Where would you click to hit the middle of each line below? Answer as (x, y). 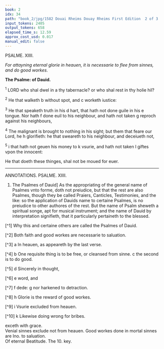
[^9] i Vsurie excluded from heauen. (41, 307)
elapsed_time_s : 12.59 (28, 32)
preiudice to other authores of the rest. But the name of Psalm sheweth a (85, 206)
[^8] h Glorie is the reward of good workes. (48, 297)
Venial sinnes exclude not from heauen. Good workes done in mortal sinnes (81, 331)
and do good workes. (27, 70)
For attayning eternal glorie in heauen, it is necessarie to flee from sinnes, (79, 65)
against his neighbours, (29, 121)
